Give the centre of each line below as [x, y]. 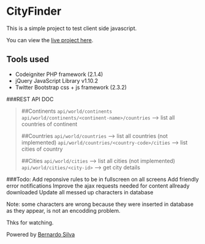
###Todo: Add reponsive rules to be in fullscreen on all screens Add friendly [102, 179]
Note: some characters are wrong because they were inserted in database [100, 204]
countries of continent [49, 124]
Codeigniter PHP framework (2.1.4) [59, 74]
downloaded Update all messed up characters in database [80, 192]
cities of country [42, 149]
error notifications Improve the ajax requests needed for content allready [98, 186]
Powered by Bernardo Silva [41, 234]
